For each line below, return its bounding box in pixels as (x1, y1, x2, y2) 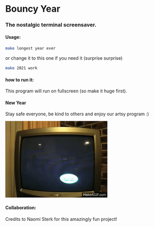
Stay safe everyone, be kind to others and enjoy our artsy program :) (5, 111, 149, 117)
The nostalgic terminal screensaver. (5, 21, 97, 29)
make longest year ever (5, 46, 56, 51)
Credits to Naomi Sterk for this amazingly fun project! (5, 216, 117, 222)
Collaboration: (5, 205, 37, 211)
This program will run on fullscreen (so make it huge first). (5, 88, 127, 94)
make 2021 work (5, 66, 38, 71)
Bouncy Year (5, 3, 61, 15)
